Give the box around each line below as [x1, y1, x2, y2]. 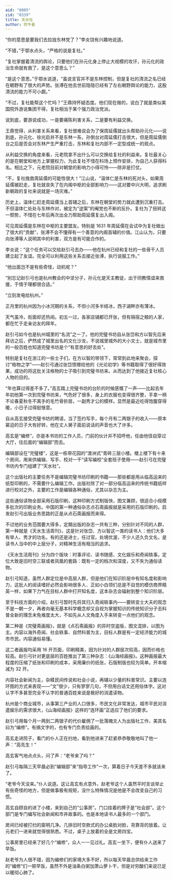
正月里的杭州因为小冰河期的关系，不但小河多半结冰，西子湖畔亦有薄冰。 [5, 303, 158, 309]
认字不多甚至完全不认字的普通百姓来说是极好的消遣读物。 [5, 689, 126, 696]
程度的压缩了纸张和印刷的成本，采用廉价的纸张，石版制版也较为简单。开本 [5, 660, 162, 666]
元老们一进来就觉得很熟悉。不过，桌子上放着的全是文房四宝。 [5, 828, 136, 835]
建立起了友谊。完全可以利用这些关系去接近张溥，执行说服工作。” [5, 253, 140, 259]
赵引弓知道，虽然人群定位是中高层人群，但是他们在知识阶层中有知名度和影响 [5, 575, 167, 582]
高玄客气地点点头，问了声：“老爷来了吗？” [5, 753, 95, 759]
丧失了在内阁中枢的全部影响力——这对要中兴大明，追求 [45, 182, 162, 188]
